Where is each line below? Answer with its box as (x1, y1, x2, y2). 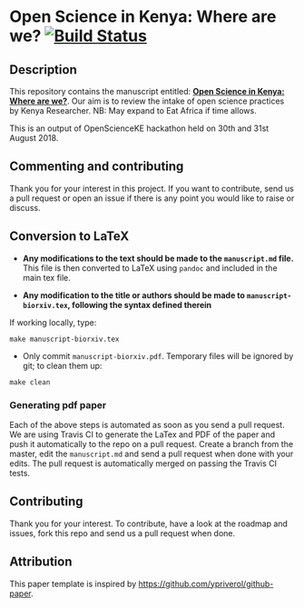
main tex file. (22, 272, 71, 283)
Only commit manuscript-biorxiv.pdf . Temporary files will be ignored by (22, 350, 294, 361)
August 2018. (9, 133, 59, 143)
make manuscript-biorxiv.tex (9, 334, 120, 344)
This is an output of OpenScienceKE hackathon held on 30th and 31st (9, 123, 270, 134)
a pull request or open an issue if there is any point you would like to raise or (9, 193, 295, 204)
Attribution (9, 554, 73, 570)
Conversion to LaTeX (9, 229, 130, 244)
